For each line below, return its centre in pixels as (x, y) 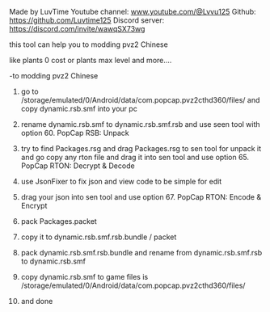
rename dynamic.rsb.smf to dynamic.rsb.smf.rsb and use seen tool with (141, 124)
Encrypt (34, 206)
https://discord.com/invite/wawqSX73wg (77, 29)
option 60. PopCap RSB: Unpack (75, 133)
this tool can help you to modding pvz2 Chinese (89, 44)
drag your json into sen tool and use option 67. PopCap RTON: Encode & (141, 197)
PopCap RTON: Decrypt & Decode (78, 166)
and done (37, 301)
